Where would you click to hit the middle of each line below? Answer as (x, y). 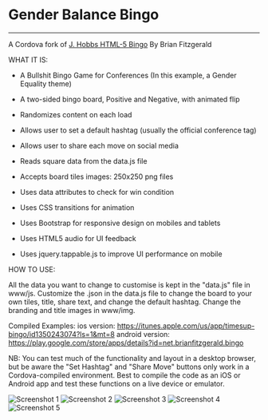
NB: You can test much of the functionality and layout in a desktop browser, (132, 358)
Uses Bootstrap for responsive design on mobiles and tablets (120, 223)
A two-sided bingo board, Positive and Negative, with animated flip (130, 99)
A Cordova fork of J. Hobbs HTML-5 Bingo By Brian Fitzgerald (110, 44)
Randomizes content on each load (76, 114)
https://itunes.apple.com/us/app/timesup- (186, 326)
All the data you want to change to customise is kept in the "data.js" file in (129, 284)
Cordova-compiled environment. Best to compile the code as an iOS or (124, 375)
